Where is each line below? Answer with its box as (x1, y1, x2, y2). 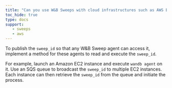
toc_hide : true (5, 12, 38, 17)
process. (5, 77, 24, 83)
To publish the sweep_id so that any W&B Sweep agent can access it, (5, 46, 150, 51)
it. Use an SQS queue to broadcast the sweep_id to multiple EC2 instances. (5, 66, 162, 72)
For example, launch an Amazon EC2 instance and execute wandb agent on (5, 61, 163, 67)
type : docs (5, 17, 29, 22)
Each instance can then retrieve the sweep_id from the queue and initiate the (5, 72, 166, 77)
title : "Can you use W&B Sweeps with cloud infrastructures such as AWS (5, 7, 164, 13)
